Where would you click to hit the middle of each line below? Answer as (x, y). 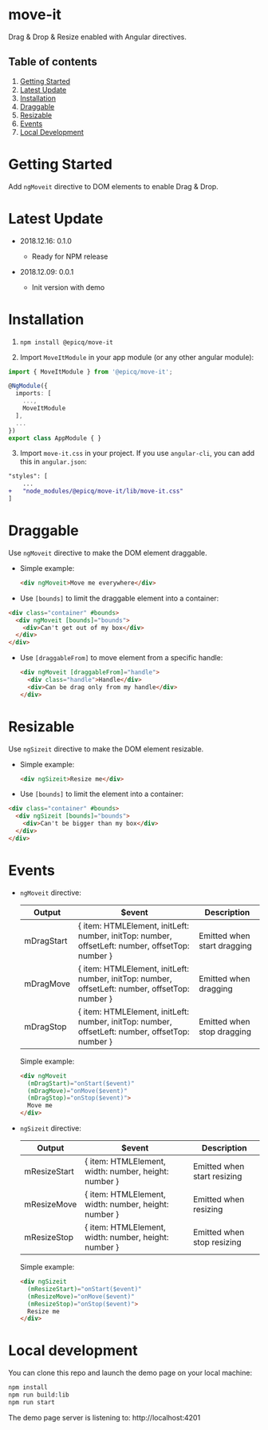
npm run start (32, 1402)
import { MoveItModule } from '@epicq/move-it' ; (91, 372)
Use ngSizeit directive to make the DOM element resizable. (106, 749)
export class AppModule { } (55, 438)
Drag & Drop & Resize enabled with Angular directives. (98, 37)
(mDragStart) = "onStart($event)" (81, 1083)
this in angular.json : (53, 461)
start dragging (226, 945)
